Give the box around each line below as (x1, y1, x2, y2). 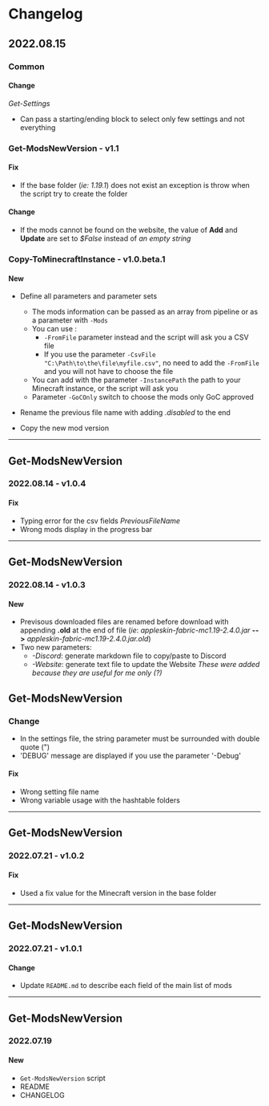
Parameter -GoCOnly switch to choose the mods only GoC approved (31, 392, 255, 402)
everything (19, 122, 56, 132)
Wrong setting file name (19, 787, 99, 797)
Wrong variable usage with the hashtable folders (19, 795, 180, 805)
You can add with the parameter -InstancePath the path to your (31, 375, 241, 385)
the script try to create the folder (19, 189, 128, 198)
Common (8, 61, 46, 72)
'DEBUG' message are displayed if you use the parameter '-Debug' (19, 750, 242, 760)
